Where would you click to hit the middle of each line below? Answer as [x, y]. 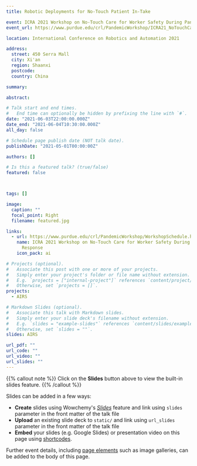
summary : [17, 87]
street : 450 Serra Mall [40, 54]
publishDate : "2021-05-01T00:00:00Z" [52, 146]
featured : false [26, 173]
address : [17, 49]
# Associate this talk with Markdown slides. [65, 312]
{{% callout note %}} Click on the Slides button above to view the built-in [94, 378]
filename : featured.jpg [40, 221]
